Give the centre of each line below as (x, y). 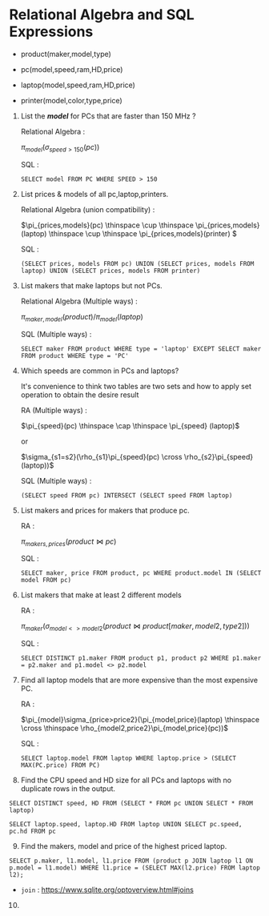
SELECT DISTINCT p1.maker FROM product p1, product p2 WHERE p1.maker (141, 658)
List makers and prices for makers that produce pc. (105, 510)
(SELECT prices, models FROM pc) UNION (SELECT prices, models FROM (137, 263)
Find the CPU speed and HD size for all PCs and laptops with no (126, 780)
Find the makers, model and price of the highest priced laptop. (124, 846)
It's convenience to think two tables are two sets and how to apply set (136, 386)
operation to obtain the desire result (80, 395)
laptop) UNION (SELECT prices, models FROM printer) (110, 271)
